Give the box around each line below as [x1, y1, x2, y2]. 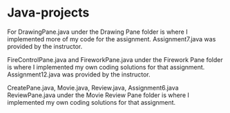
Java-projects [7, 5, 90, 21]
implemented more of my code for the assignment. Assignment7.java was [7, 34, 216, 43]
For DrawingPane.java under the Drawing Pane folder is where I [7, 28, 188, 36]
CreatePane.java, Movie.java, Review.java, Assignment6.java [7, 83, 179, 92]
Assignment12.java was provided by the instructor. [7, 70, 151, 79]
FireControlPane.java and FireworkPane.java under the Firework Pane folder [7, 55, 223, 63]
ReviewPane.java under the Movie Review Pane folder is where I [7, 91, 190, 99]
